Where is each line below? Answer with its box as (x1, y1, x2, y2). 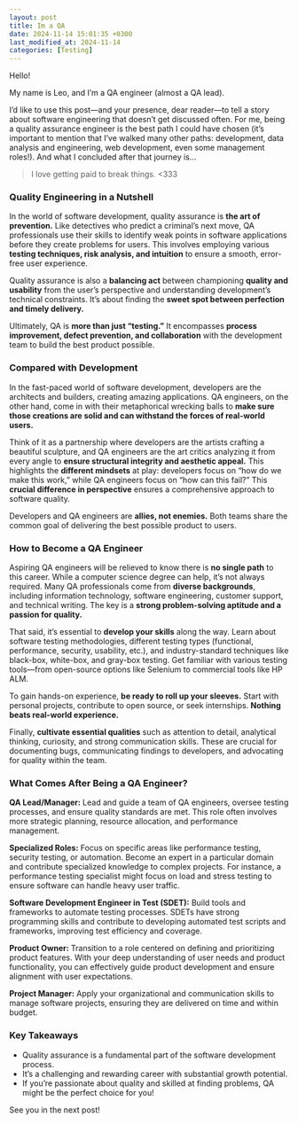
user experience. (26, 258, 89, 269)
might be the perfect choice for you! (21, 1087, 154, 1097)
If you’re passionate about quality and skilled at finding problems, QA (21, 1078, 275, 1089)
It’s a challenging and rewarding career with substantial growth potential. (21, 1068, 288, 1079)
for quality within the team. (9, 755, 107, 766)
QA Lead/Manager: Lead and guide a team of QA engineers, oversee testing (9, 797, 289, 808)
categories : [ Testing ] (9, 46, 93, 55)
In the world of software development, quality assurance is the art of (9, 211, 261, 222)
